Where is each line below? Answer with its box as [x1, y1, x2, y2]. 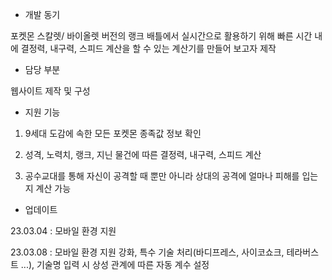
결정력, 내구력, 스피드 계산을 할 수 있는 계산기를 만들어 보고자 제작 [20, 43, 277, 54]
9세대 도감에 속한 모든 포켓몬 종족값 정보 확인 [24, 128, 202, 139]
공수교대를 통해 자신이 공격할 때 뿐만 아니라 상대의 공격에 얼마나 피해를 [24, 170, 300, 182]
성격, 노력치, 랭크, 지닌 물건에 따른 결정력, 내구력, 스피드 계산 [24, 149, 262, 160]
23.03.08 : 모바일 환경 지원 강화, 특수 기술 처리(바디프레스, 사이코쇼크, [10, 246, 285, 258]
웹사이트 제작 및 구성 [10, 85, 91, 97]
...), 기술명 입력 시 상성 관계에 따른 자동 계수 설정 [20, 259, 210, 270]
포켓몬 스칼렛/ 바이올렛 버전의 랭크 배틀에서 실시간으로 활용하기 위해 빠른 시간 [10, 30, 313, 42]
